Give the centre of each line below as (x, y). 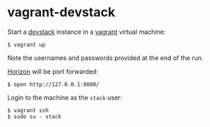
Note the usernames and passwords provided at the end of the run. (105, 58)
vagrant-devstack (61, 12)
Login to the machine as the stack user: (65, 97)
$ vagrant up (27, 44)
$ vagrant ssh (28, 110)
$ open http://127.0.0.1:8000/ (53, 84)
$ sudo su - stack (34, 116)
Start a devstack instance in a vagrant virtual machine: (87, 32)
